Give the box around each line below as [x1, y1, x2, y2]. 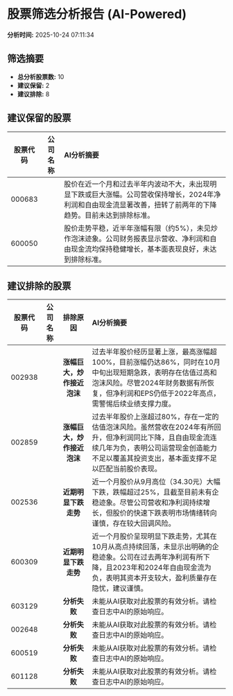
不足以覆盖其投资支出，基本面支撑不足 [92, 453, 217, 463]
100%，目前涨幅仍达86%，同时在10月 [92, 358, 221, 367]
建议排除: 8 [17, 89, 50, 98]
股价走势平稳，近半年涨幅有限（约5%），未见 [64, 223, 212, 233]
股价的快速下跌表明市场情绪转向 [112, 508, 217, 518]
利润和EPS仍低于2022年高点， [119, 389, 221, 399]
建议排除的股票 [7, 280, 71, 292]
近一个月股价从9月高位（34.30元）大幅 [92, 477, 221, 487]
